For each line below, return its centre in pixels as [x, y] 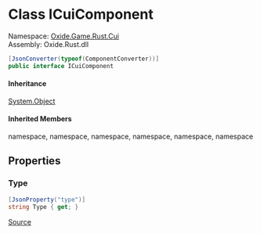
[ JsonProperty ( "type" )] [47, 200]
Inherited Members [40, 119]
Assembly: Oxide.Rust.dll [48, 44]
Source [20, 221]
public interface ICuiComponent [61, 66]
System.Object [32, 101]
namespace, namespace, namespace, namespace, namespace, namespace [130, 137]
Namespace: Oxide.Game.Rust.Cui [64, 36]
